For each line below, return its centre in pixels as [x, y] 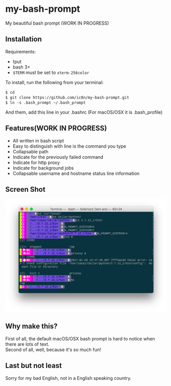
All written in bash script [38, 140]
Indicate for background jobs [43, 168]
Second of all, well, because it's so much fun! [53, 350]
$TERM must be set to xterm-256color [51, 72]
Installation [24, 39]
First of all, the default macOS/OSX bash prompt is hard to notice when [80, 338]
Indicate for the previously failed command [58, 157]
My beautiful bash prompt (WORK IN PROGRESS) [57, 23]
